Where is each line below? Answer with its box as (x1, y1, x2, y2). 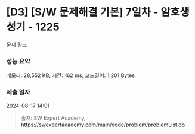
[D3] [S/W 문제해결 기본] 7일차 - (6, 5, 159, 19)
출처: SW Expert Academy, (20, 114, 86, 122)
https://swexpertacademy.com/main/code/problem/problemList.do (20, 121, 185, 128)
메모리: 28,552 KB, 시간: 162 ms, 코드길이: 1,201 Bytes (6, 72, 135, 79)
